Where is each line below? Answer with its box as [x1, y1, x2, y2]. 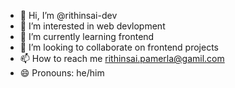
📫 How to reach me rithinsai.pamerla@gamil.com [19, 53, 225, 64]
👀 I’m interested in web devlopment [19, 20, 166, 32]
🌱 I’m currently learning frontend [19, 31, 155, 42]
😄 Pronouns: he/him [19, 67, 105, 79]
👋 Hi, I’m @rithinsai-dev [19, 10, 118, 21]
